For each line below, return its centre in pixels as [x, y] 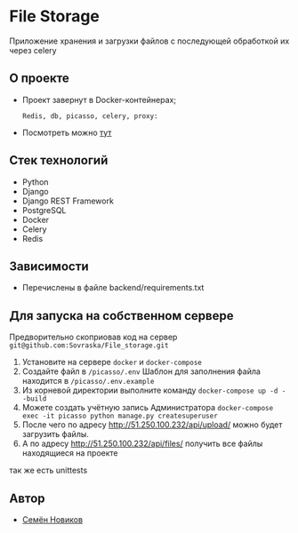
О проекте [39, 79]
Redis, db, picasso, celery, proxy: [90, 116]
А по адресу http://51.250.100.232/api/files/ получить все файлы [142, 444]
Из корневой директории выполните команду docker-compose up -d [150, 390]
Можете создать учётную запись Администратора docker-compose [148, 408]
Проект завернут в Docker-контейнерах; [99, 99]
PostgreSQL [44, 210]
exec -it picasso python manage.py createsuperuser [120, 416]
